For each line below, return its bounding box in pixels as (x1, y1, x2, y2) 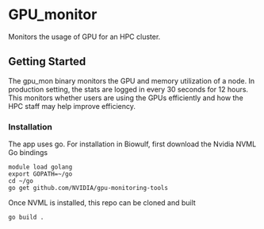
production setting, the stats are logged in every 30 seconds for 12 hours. (8, 84, 248, 94)
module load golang (8, 163, 73, 172)
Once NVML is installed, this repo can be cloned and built (8, 198, 196, 208)
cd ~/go (8, 177, 34, 185)
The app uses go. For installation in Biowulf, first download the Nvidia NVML (8, 139, 257, 149)
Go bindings (8, 148, 48, 157)
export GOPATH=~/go (8, 170, 73, 178)
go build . (8, 213, 44, 222)
